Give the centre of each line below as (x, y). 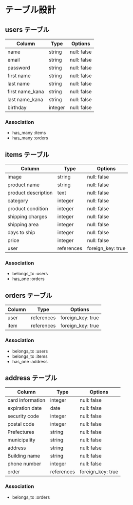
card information (26, 400)
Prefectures (21, 432)
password (19, 68)
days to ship (21, 233)
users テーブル (27, 30)
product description (30, 193)
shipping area (23, 224)
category (18, 201)
